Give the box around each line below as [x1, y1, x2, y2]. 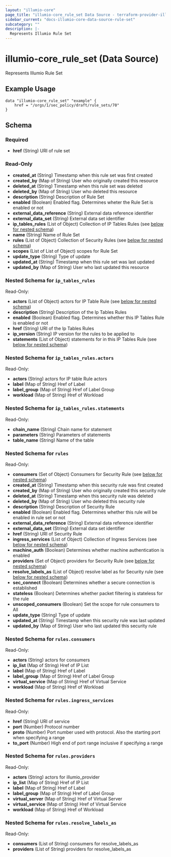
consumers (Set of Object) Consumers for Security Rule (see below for [12, 471, 163, 477]
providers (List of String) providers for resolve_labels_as [12, 846, 131, 852]
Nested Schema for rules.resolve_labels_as [5, 819, 117, 826]
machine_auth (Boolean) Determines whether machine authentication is [12, 547, 164, 553]
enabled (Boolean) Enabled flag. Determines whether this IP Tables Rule [12, 314, 164, 321]
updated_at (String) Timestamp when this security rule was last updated [12, 617, 165, 623]
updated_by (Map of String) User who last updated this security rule [12, 623, 157, 629]
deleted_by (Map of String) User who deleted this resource [12, 188, 137, 194]
